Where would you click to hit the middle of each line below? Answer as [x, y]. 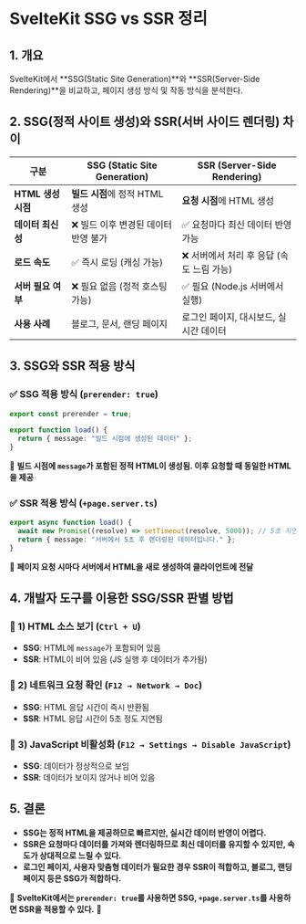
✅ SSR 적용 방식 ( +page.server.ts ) [83, 503]
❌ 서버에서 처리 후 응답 [228, 255]
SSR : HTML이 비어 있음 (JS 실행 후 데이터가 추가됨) [115, 659]
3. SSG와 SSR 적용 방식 [72, 366]
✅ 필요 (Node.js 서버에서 [233, 286]
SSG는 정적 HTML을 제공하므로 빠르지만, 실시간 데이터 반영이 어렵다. [144, 833]
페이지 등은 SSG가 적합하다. [72, 878]
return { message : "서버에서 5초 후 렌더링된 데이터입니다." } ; [127, 540]
